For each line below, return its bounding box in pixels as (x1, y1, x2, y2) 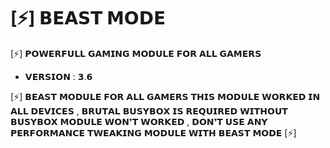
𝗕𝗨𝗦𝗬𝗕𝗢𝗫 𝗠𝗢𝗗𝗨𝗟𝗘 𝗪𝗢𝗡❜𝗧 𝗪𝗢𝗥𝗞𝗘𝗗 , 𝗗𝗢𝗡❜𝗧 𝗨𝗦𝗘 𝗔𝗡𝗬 (10, 115, 268, 127)
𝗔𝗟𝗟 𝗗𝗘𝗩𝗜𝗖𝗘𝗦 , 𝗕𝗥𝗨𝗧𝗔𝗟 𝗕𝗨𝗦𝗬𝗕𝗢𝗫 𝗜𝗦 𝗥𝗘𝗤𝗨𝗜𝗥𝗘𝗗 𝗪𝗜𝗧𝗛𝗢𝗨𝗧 (10, 105, 288, 117)
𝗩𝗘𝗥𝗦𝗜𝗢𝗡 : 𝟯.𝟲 (24, 70, 93, 82)
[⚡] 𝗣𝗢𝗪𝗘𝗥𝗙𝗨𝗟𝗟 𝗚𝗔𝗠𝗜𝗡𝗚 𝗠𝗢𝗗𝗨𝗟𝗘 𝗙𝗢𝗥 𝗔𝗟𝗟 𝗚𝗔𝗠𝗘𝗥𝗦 (10, 47, 262, 59)
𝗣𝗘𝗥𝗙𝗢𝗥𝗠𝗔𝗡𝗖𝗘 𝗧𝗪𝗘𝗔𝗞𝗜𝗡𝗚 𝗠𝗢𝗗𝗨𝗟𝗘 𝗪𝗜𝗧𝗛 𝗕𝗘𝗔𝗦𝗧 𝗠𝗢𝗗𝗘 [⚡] (10, 126, 297, 139)
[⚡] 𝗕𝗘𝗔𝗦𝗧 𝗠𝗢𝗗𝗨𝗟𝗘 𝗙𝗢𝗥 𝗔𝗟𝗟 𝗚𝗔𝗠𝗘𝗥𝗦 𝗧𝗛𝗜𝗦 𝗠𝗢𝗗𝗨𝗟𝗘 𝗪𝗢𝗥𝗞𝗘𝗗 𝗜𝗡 (10, 90, 321, 102)
